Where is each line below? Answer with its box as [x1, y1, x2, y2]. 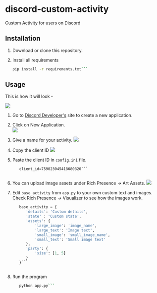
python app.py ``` [19, 283, 55, 288]
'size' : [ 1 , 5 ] [34, 251, 66, 256]
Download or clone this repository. [12, 47, 83, 53]
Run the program [12, 274, 47, 280]
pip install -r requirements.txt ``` [12, 66, 88, 71]
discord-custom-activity [5, 3, 109, 15]
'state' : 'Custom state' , [25, 214, 82, 219]
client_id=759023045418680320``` [19, 167, 88, 172]
